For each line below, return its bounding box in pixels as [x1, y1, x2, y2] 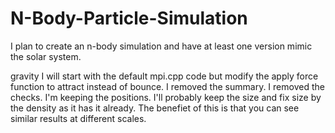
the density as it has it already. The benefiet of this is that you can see [10, 102, 300, 114]
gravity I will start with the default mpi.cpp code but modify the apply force [10, 70, 319, 82]
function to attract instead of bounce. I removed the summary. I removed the [10, 80, 325, 92]
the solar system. [10, 50, 82, 62]
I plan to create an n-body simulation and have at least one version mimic [10, 40, 313, 52]
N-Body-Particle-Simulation [10, 7, 248, 30]
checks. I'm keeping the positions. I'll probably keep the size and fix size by [10, 91, 322, 103]
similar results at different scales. [10, 112, 147, 124]
